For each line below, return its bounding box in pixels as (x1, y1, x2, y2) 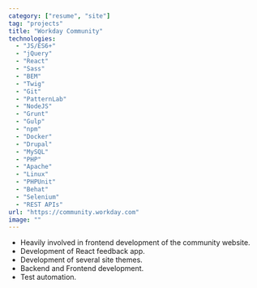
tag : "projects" (8, 19, 63, 28)
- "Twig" (15, 80, 45, 88)
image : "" (8, 216, 42, 224)
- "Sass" (15, 65, 45, 73)
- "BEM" (15, 72, 42, 80)
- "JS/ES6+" (15, 42, 57, 50)
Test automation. (19, 273, 77, 282)
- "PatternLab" (15, 95, 67, 103)
